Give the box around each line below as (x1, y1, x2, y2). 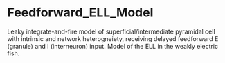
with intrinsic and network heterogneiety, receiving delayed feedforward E (7, 34, 219, 42)
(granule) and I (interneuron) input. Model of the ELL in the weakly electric (7, 42, 219, 50)
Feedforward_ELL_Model (7, 5, 154, 21)
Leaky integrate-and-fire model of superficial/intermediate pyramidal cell (7, 27, 216, 36)
